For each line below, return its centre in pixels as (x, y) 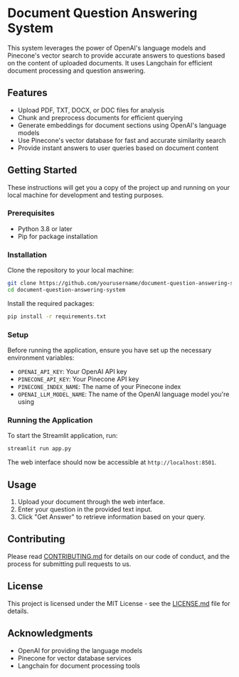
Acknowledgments (51, 633)
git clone (22, 283)
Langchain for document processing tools (79, 666)
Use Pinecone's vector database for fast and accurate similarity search (122, 140)
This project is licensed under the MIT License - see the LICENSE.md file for (119, 603)
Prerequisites (31, 213)
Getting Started (42, 170)
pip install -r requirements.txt (57, 316)
